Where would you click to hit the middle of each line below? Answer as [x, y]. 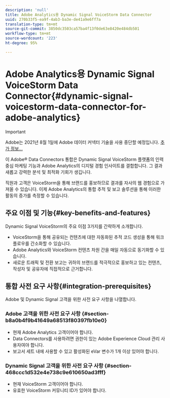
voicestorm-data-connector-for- [76, 107]
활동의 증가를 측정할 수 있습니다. [37, 195]
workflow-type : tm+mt [28, 34]
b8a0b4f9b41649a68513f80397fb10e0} [56, 320]
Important [15, 131]
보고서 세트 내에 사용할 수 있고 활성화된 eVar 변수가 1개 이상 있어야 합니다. [86, 351]
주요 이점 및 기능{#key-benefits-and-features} [78, 213]
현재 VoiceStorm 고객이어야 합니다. [48, 384]
